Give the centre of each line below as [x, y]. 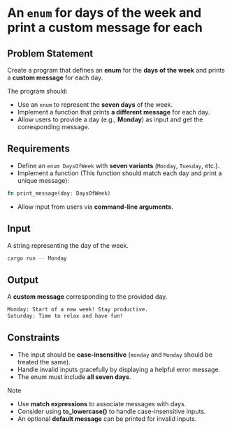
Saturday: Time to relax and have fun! [65, 316]
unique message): [43, 180]
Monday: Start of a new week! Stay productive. [78, 310]
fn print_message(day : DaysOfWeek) [59, 193]
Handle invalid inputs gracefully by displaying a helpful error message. [119, 369]
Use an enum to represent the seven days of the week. [95, 105]
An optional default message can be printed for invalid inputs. [107, 418]
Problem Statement [50, 53]
